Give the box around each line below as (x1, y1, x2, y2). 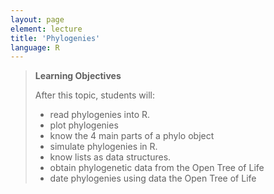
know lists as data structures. (49, 151, 172, 163)
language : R (10, 42, 60, 53)
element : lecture (10, 24, 83, 34)
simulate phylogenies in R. (49, 141, 158, 153)
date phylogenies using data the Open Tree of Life (49, 172, 257, 185)
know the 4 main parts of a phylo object (49, 130, 215, 142)
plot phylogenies (49, 119, 119, 131)
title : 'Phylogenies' (10, 33, 101, 43)
